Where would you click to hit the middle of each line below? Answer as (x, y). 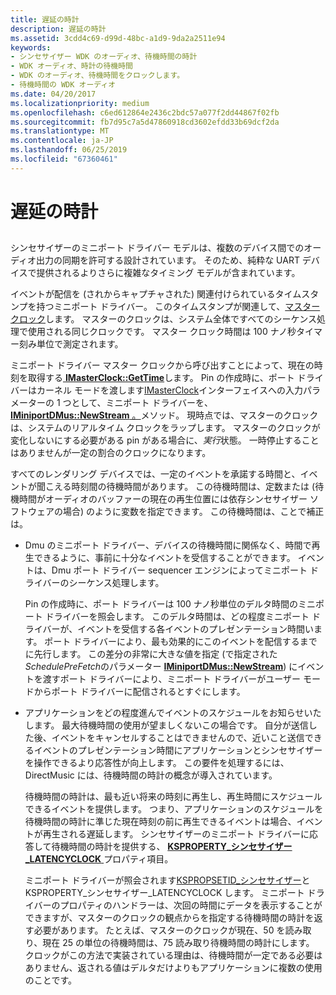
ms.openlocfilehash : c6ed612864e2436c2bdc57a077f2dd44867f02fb (145, 112)
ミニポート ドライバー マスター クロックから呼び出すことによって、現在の (162, 365)
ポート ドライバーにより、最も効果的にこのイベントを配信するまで (181, 642)
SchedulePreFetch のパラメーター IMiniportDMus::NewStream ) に (161, 667)
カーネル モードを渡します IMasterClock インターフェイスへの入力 (169, 390)
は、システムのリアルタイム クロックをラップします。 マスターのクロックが (165, 428)
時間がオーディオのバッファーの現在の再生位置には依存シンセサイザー (163, 499)
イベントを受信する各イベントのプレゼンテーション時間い (195, 629)
